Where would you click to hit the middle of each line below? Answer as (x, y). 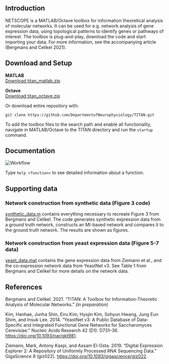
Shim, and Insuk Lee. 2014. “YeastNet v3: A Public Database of (71, 320)
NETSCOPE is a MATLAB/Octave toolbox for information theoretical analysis (84, 20)
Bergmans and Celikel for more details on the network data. (67, 271)
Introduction (25, 8)
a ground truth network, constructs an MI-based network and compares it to (84, 225)
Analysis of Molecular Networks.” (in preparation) (57, 304)
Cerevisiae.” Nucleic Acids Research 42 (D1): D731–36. (62, 331)
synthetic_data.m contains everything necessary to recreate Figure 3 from (82, 214)
